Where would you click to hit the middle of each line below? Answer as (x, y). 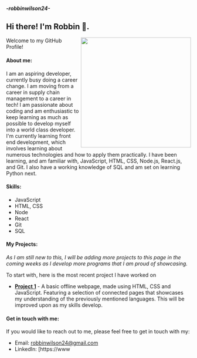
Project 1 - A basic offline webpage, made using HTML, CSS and (93, 286)
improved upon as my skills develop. (59, 305)
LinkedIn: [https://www (42, 349)
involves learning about (34, 148)
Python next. (21, 173)
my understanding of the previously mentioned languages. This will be (99, 299)
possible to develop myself (39, 123)
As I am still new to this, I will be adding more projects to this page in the (94, 258)
